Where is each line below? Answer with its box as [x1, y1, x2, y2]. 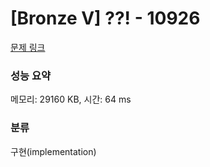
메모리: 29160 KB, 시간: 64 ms [10, 93, 132, 106]
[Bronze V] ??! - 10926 [10, 7, 201, 30]
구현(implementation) [10, 145, 97, 157]
